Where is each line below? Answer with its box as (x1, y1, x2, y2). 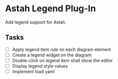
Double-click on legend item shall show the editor (12, 57, 113, 63)
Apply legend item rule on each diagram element (12, 46, 111, 52)
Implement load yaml (12, 69, 55, 74)
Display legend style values (12, 63, 68, 69)
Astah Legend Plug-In (5, 3, 96, 14)
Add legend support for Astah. (5, 19, 67, 25)
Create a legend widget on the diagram (12, 52, 92, 58)
